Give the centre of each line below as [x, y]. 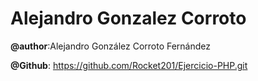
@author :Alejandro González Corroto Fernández [111, 46]
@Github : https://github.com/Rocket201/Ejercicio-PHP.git [129, 65]
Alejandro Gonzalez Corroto [128, 18]
